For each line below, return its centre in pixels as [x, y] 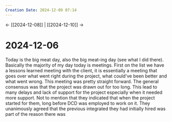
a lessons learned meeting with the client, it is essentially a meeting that [81, 70]
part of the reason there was [35, 114]
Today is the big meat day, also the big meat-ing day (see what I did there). [84, 59]
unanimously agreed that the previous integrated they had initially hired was [85, 109]
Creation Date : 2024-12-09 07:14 [41, 10]
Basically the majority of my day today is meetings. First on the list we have [85, 65]
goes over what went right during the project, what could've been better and [86, 76]
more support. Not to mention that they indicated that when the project [80, 97]
